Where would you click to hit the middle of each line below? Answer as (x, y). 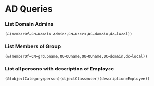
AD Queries (29, 9)
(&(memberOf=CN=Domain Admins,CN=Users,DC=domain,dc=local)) (69, 34)
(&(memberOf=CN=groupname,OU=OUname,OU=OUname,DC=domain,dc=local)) (76, 56)
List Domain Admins (29, 24)
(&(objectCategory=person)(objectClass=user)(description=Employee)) (77, 79)
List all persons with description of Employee (60, 69)
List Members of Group (33, 46)
